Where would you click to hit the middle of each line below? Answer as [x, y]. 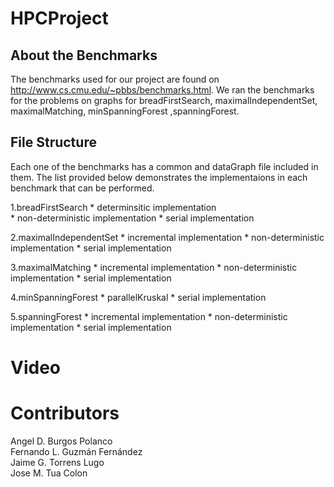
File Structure [53, 142]
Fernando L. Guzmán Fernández [76, 451]
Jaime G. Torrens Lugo [57, 462]
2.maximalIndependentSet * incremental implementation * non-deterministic [167, 237]
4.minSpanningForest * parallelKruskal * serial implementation [138, 297]
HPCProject [59, 18]
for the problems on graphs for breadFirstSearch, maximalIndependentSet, [164, 100]
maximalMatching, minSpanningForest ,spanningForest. [125, 111]
